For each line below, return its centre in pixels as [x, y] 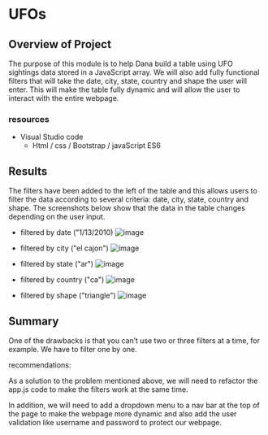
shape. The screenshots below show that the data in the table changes [127, 208]
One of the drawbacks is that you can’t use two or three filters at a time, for [134, 340]
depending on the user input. [57, 217]
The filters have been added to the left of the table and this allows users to [133, 191]
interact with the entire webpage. [64, 98]
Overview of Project [60, 44]
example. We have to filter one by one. [73, 349]
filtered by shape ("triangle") [68, 296]
